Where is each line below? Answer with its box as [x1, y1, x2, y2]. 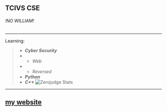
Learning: [5, 38, 25, 44]
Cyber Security [24, 47, 57, 54]
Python [24, 74, 41, 80]
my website [5, 98, 42, 106]
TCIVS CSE [5, 4, 40, 12]
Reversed [32, 68, 52, 74]
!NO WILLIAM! [5, 17, 34, 24]
